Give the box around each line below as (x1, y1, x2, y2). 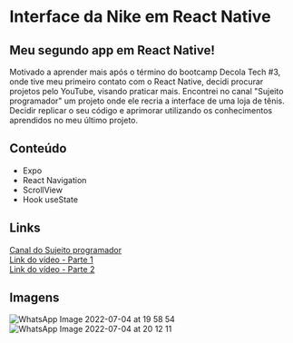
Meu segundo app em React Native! (9, 43, 216, 58)
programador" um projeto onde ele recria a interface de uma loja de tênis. (9, 95, 285, 106)
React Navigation (22, 174, 87, 185)
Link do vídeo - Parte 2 (9, 263, 95, 274)
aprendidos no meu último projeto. (9, 115, 139, 125)
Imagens (9, 290, 60, 306)
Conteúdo (9, 141, 67, 156)
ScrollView (22, 184, 63, 195)
